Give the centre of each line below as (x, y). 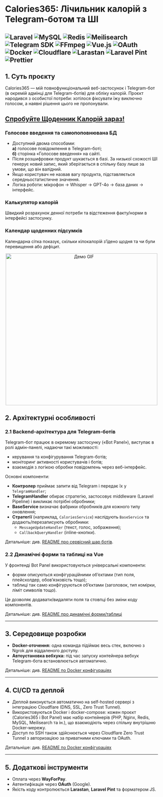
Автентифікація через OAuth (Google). (51, 784)
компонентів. (19, 605)
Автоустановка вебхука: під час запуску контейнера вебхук (75, 656)
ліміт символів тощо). (34, 590)
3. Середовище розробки (46, 634)
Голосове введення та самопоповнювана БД (61, 133)
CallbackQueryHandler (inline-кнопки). (57, 533)
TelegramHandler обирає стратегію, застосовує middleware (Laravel (83, 496)
